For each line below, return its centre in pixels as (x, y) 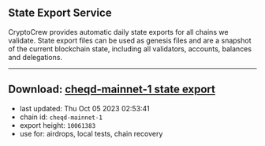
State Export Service (60, 13)
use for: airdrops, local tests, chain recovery (91, 133)
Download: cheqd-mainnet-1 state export (112, 90)
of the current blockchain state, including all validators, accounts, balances (130, 49)
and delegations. (35, 57)
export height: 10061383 (58, 125)
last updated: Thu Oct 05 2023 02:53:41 (84, 108)
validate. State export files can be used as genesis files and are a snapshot (130, 40)
